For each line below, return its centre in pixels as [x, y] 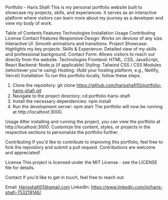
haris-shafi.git [27, 90]
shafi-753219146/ [23, 192]
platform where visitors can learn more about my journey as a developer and [84, 18]
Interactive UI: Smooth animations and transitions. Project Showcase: [76, 44]
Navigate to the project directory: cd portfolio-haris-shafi [71, 96]
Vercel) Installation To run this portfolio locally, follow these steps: [73, 75]
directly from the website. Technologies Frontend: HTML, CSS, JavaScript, [82, 59]
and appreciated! [23, 153]
